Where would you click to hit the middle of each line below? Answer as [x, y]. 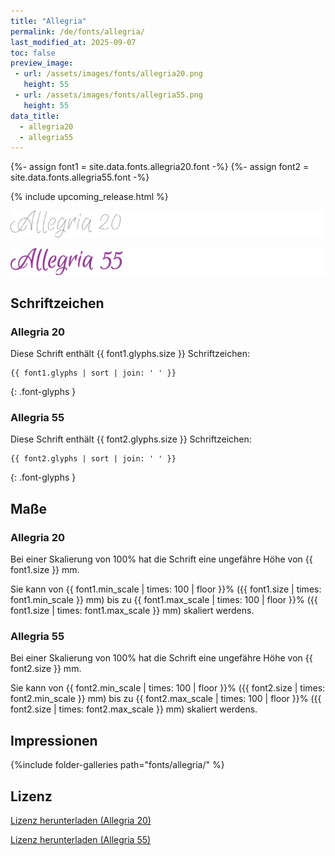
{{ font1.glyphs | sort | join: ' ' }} [93, 373]
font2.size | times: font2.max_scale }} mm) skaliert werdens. [134, 709]
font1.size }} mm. [45, 570]
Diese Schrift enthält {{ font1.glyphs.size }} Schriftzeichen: [130, 354]
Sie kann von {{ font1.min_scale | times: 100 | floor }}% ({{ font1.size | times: [166, 589]
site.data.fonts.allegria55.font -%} [80, 177]
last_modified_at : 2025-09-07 [73, 42]
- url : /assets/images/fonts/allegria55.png [108, 95]
